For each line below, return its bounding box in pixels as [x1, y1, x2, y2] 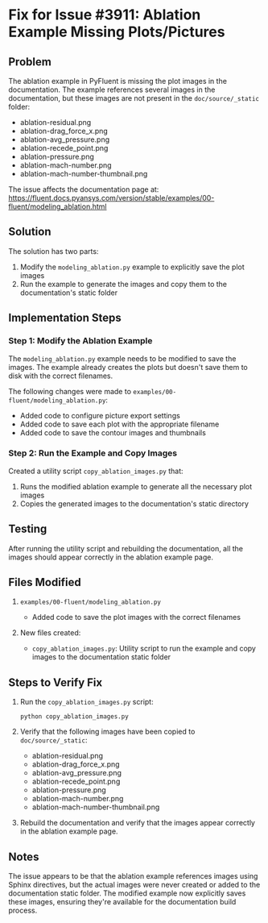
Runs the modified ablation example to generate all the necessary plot [19, 481, 253, 491]
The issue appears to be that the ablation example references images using [8, 871, 258, 881]
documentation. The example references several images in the [8, 85, 216, 94]
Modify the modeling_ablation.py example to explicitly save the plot [19, 262, 245, 272]
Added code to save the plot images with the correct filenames [31, 613, 241, 622]
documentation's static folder [19, 288, 118, 297]
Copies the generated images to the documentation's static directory [19, 498, 249, 509]
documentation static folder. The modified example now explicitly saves [8, 888, 246, 898]
